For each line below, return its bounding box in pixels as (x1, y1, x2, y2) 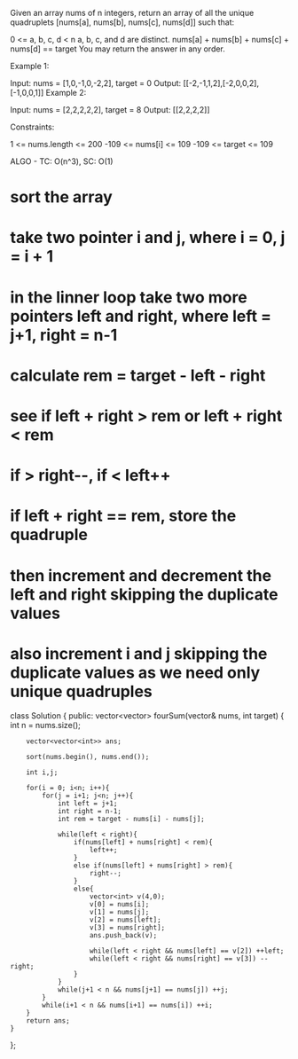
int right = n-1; (57, 807, 122, 816)
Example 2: (45, 88, 87, 98)
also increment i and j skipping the (10, 643, 268, 663)
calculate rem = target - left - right (10, 365, 266, 385)
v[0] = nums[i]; (89, 900, 150, 909)
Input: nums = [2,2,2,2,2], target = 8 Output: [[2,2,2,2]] (10, 105, 211, 114)
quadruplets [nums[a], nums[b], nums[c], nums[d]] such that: (10, 17, 235, 27)
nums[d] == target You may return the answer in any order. (10, 43, 225, 54)
